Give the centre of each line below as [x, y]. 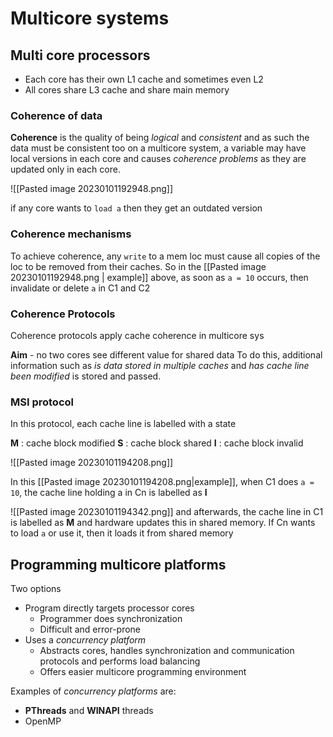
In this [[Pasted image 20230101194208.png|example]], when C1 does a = [162, 482]
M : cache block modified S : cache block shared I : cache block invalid [157, 443]
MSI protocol [42, 402]
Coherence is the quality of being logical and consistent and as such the [160, 138]
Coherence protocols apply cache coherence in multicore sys [137, 335]
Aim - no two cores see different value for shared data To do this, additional [166, 354]
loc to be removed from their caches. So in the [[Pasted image [138, 266]
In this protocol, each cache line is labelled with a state [123, 424]
